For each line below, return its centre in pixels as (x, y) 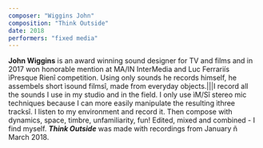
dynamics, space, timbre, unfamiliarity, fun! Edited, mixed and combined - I (132, 120)
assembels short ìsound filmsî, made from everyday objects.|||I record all (129, 86)
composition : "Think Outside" (59, 23)
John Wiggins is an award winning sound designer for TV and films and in (131, 61)
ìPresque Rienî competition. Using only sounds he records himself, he (123, 78)
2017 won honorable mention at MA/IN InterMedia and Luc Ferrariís (119, 70)
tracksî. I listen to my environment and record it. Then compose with (121, 112)
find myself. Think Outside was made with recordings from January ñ (123, 129)
